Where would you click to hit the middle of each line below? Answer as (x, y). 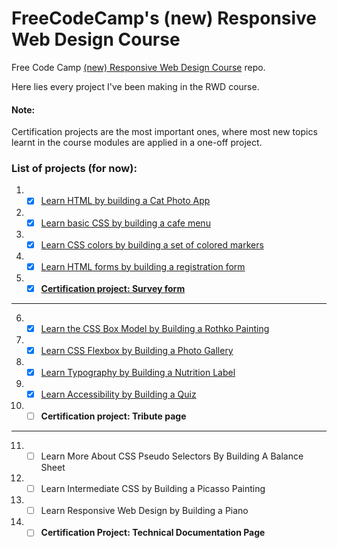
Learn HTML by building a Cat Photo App (125, 201)
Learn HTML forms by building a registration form (143, 266)
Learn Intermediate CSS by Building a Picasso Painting (153, 489)
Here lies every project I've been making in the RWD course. (135, 86)
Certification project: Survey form (113, 288)
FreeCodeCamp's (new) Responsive (164, 18)
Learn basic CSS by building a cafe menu (125, 223)
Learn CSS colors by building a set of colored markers (152, 244)
